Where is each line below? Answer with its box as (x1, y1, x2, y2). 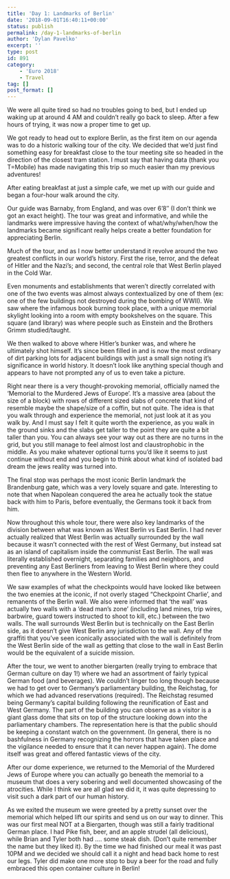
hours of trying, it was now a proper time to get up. (7, 120, 151, 129)
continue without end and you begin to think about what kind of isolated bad (7, 455, 223, 463)
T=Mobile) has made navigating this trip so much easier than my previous (7, 163, 215, 171)
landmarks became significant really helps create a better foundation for (7, 226, 211, 235)
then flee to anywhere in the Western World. (7, 569, 133, 578)
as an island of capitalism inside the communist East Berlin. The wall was (7, 548, 214, 556)
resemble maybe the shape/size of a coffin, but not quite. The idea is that (7, 404, 215, 412)
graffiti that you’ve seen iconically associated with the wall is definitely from (7, 634, 222, 642)
